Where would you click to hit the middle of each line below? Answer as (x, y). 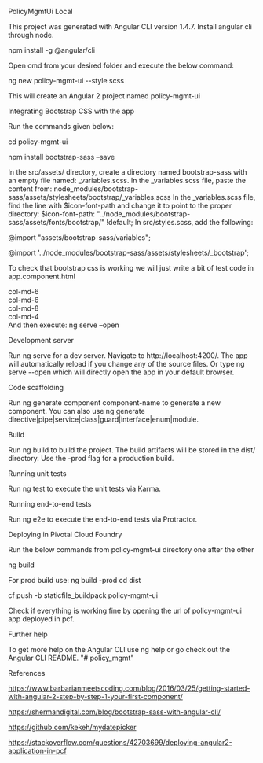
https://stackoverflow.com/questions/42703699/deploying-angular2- (121, 742)
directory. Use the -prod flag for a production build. (91, 458)
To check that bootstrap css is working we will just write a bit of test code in (131, 268)
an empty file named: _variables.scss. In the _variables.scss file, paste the (127, 181)
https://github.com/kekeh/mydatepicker (72, 727)
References (27, 673)
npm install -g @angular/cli (52, 50)
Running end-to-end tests (50, 504)
